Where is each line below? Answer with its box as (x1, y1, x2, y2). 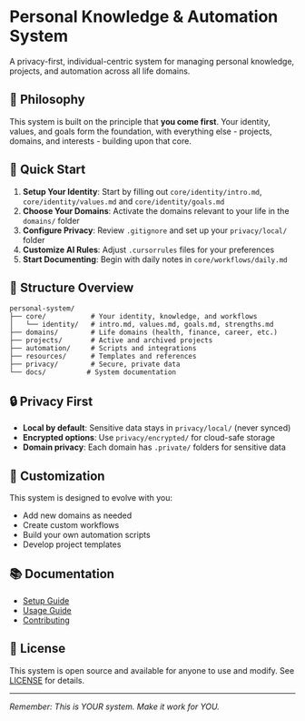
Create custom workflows (22, 520, 120, 530)
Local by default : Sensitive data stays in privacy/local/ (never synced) (22, 422, 291, 433)
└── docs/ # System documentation (9, 368, 177, 377)
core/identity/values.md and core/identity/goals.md (22, 196, 225, 207)
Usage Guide (22, 604, 72, 615)
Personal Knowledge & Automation (9, 6, 279, 27)
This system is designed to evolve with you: (9, 493, 172, 503)
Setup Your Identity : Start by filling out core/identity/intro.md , (22, 186, 262, 197)
